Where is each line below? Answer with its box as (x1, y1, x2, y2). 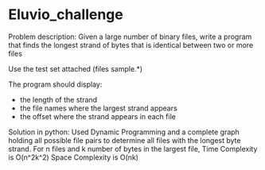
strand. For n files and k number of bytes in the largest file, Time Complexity (8, 144, 258, 153)
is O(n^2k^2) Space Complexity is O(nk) (8, 153, 139, 162)
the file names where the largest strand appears (19, 103, 177, 113)
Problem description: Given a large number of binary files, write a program (8, 32, 252, 41)
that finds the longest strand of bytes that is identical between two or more (8, 40, 254, 49)
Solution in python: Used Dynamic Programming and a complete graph (8, 127, 240, 137)
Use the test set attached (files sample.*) (8, 64, 143, 73)
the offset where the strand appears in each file (19, 111, 177, 121)
